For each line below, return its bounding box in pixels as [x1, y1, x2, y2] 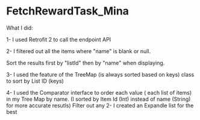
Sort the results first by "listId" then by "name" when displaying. [6, 59, 165, 66]
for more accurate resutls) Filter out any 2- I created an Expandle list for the [6, 101, 194, 109]
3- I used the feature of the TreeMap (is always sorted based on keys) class [6, 71, 195, 78]
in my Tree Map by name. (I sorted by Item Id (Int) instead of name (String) [6, 95, 191, 103]
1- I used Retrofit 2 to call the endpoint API [6, 36, 111, 43]
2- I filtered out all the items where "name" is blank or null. [6, 47, 151, 55]
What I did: [6, 24, 33, 31]
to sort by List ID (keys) [6, 77, 64, 84]
